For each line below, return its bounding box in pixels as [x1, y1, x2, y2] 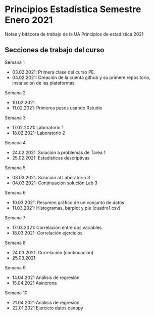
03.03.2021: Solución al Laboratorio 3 [12, 174, 90, 180]
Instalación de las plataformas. [12, 80, 76, 86]
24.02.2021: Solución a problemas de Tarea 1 [12, 149, 106, 155]
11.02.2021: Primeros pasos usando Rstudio [12, 105, 102, 111]
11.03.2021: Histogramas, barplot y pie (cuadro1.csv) [12, 205, 121, 211]
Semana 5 [5, 165, 26, 171]
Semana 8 [5, 240, 26, 246]
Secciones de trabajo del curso [5, 46, 105, 54]
